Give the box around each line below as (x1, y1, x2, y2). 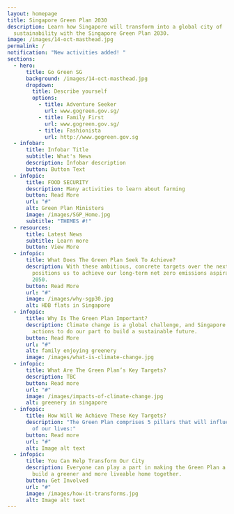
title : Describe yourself (32, 88, 108, 95)
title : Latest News (25, 231, 82, 238)
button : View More (25, 243, 79, 251)
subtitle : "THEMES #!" (25, 218, 92, 225)
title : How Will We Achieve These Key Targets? (25, 412, 167, 419)
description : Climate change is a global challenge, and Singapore (25, 322, 226, 328)
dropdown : (25, 82, 54, 89)
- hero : (13, 62, 36, 69)
